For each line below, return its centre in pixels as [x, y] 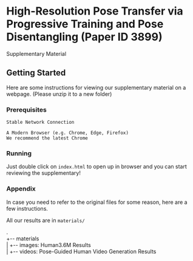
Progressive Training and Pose [85, 24]
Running [19, 153]
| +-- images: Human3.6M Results [49, 245]
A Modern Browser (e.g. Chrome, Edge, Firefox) [68, 133]
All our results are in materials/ [46, 220]
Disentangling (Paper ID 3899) [84, 37]
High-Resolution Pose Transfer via [95, 11]
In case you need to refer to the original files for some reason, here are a [97, 202]
